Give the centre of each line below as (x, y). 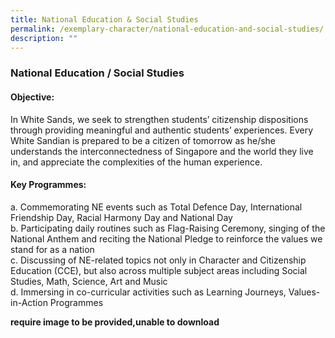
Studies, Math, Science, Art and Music (89, 281)
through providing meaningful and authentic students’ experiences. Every (162, 130)
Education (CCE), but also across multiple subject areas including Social (159, 270)
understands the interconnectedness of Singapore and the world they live (162, 151)
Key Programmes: (48, 185)
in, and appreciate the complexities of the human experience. (136, 162)
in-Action (29, 302)
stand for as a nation (52, 249)
